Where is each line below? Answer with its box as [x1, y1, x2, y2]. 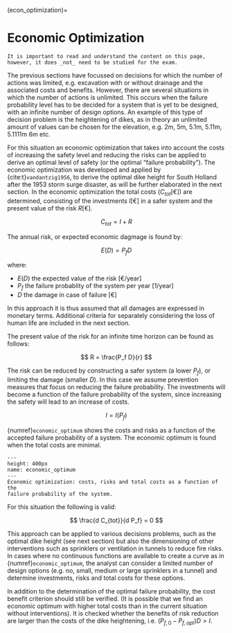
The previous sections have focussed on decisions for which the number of [7, 71, 223, 79]
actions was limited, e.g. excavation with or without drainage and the [7, 78, 203, 87]
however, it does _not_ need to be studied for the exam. [7, 59, 178, 66]
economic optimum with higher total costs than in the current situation [7, 602, 208, 610]
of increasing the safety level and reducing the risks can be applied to [7, 150, 206, 159]
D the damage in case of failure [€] [17, 291, 118, 299]
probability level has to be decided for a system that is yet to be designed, [7, 100, 219, 109]
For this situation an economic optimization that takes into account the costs [7, 143, 225, 152]
